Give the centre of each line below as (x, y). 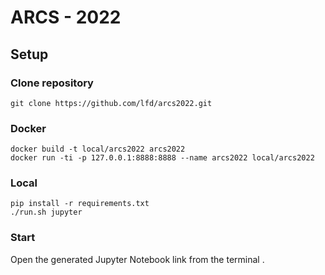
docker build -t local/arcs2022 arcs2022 (98, 149)
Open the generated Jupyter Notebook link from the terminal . (137, 259)
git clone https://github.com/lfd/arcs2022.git (111, 103)
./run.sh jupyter (46, 212)
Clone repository (52, 83)
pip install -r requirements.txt (80, 204)
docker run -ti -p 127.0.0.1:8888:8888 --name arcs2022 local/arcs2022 (162, 158)
